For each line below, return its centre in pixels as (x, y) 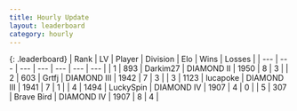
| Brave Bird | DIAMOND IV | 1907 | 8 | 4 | (84, 97)
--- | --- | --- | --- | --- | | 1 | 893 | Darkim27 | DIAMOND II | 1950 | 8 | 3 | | (154, 68)
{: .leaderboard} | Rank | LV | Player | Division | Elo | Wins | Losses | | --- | (144, 59)
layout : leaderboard (48, 26)
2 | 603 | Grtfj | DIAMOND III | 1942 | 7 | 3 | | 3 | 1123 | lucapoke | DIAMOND (147, 78)
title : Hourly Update (49, 17)
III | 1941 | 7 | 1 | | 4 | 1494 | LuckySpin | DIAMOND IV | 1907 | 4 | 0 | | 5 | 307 (148, 87)
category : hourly (41, 34)
